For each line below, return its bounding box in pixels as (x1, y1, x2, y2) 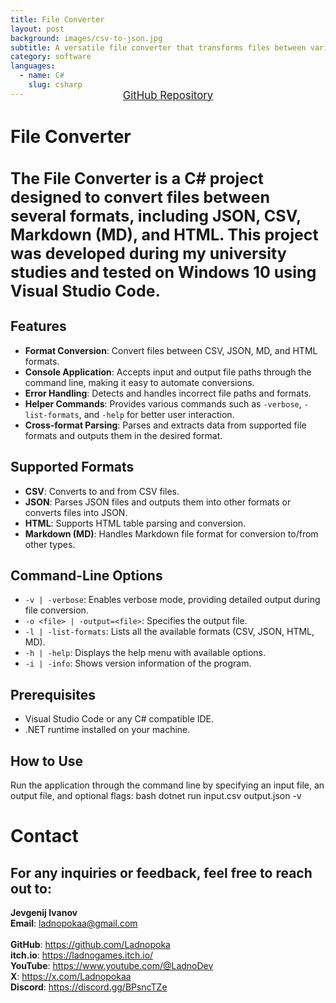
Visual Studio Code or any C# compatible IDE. (24, 713, 215, 725)
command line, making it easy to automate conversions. (24, 376, 255, 388)
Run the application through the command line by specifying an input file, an (10, 779, 325, 791)
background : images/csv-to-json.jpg (10, 33, 163, 43)
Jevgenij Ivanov (10, 907, 78, 918)
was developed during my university (10, 243, 287, 263)
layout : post (10, 24, 65, 34)
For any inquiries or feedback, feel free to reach (10, 864, 313, 881)
